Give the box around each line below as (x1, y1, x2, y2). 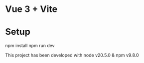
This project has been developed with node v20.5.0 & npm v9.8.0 (5, 52, 139, 58)
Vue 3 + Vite (5, 3, 58, 15)
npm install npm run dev (5, 43, 55, 49)
